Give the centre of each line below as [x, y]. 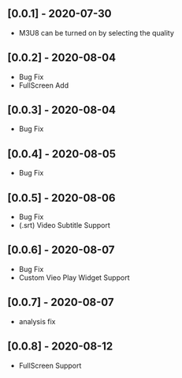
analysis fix [37, 321]
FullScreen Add [44, 85]
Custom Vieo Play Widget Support [74, 278]
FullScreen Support [50, 365]
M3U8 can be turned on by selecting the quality [97, 32]
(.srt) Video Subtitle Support [65, 225]
